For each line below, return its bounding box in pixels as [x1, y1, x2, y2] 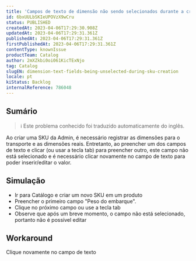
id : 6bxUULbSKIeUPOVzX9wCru [6, 14, 75, 20]
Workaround [6, 233, 53, 243]
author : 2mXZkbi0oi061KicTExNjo [6, 57, 85, 63]
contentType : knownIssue [6, 47, 66, 53]
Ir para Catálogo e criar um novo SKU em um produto [14, 191, 143, 198]
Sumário [6, 107, 38, 116]
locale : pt [6, 74, 33, 80]
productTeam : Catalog [6, 52, 59, 58]
